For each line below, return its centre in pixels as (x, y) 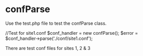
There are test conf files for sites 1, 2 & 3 (48, 48)
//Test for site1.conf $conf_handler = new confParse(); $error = (72, 33)
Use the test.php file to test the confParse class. (56, 23)
